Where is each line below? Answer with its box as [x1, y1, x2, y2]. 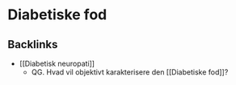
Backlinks [7, 38, 58, 51]
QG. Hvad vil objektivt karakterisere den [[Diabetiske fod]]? [31, 67, 229, 77]
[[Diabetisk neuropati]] [19, 59, 95, 68]
